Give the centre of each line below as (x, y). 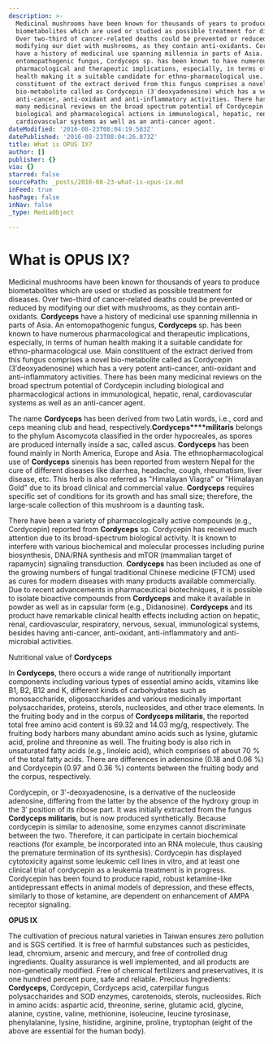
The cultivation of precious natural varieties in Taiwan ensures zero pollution (136, 936)
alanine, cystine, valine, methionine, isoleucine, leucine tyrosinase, (120, 1014)
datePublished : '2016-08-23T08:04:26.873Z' (83, 136)
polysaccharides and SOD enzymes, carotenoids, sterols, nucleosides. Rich (135, 997)
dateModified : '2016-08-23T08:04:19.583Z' (81, 129)
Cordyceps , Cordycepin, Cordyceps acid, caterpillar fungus (109, 988)
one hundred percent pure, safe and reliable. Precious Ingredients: (119, 979)
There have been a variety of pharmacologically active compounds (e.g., (130, 521)
